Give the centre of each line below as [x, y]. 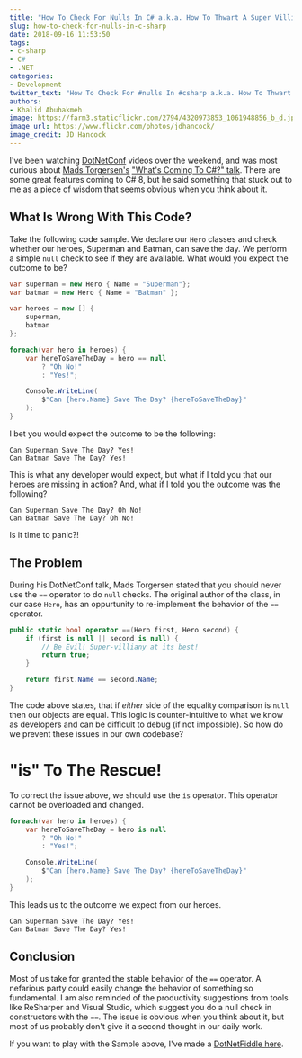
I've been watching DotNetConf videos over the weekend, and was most [143, 160]
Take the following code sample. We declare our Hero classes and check [143, 238]
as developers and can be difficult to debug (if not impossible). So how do [147, 724]
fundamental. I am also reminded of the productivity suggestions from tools [149, 997]
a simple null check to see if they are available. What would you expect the [149, 258]
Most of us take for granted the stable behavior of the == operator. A [135, 978]
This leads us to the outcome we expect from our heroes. [115, 904]
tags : [19, 43]
